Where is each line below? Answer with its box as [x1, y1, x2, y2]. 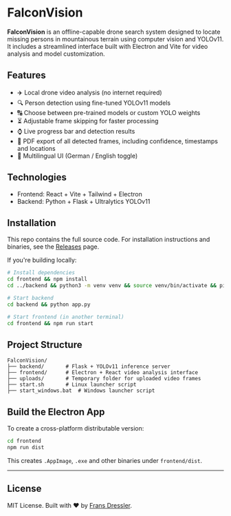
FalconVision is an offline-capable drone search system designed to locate [7, 28, 221, 36]
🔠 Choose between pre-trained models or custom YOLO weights [16, 108, 201, 116]
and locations [16, 144, 56, 152]
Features [7, 70, 46, 81]
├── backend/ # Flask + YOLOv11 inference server [7, 363, 170, 370]
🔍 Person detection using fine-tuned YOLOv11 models [16, 99, 170, 107]
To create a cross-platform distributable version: [7, 424, 144, 433]
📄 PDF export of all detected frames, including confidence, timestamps [16, 136, 219, 145]
